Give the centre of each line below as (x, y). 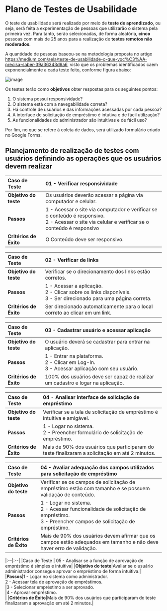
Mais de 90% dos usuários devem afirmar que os (98, 536)
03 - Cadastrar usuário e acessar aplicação (98, 330)
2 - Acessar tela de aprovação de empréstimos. (54, 582)
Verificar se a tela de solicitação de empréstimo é (100, 412)
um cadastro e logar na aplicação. (84, 383)
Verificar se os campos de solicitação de (88, 482)
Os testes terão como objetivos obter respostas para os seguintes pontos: (82, 89)
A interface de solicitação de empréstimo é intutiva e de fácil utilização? (86, 115)
